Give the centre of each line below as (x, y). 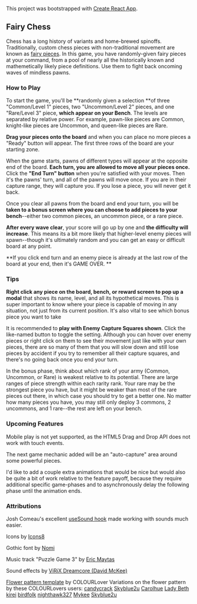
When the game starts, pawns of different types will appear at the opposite (97, 161)
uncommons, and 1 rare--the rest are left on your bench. (74, 409)
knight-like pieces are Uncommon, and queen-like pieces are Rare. (87, 125)
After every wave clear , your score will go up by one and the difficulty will (97, 228)
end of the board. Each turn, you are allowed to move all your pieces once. (98, 167)
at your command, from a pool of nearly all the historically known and (90, 60)
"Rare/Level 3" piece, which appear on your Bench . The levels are (87, 113)
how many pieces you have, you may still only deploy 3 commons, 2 (89, 402)
